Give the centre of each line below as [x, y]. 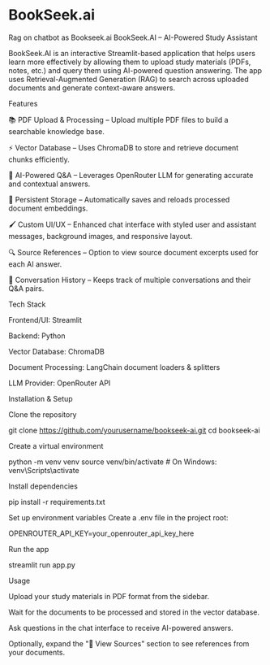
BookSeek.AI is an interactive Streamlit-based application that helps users [132, 53]
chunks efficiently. [39, 159]
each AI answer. [35, 264]
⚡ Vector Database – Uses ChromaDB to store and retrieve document [124, 147]
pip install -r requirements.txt [57, 502]
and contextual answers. [49, 184]
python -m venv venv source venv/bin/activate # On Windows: [113, 462]
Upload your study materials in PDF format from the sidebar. [109, 596]
